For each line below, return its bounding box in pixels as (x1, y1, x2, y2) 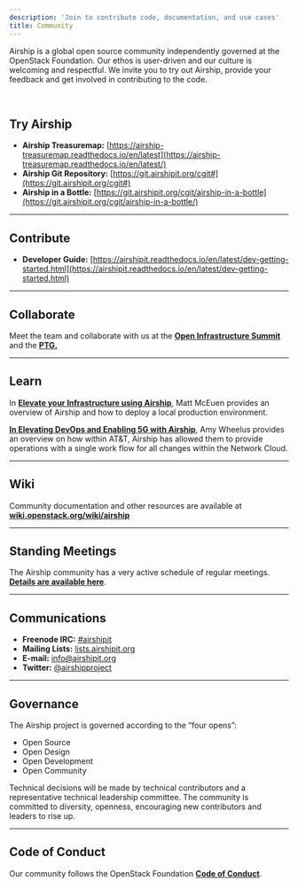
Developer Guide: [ (21, 254, 93, 265)
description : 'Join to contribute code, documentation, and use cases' (9, 12, 279, 22)
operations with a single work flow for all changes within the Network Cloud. (9, 442, 288, 453)
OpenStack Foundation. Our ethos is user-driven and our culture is (9, 55, 253, 66)
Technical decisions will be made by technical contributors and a (9, 783, 247, 793)
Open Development (21, 756, 93, 767)
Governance (9, 697, 79, 712)
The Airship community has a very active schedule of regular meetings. (9, 567, 271, 578)
